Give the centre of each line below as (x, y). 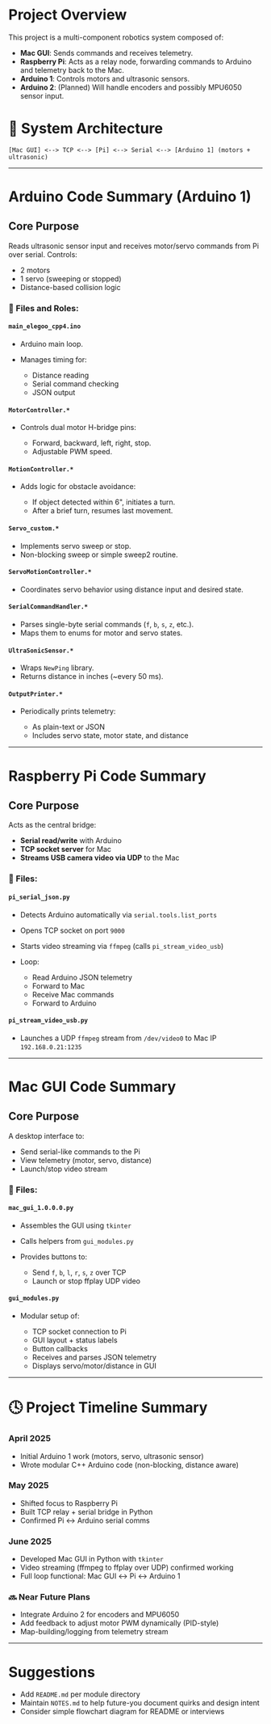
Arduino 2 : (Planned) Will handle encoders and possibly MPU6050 (131, 87)
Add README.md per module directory (80, 1694)
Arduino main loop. (51, 344)
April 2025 (29, 1439)
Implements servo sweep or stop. (75, 546)
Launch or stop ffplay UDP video (86, 1281)
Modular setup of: (50, 1316)
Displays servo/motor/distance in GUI (94, 1366)
